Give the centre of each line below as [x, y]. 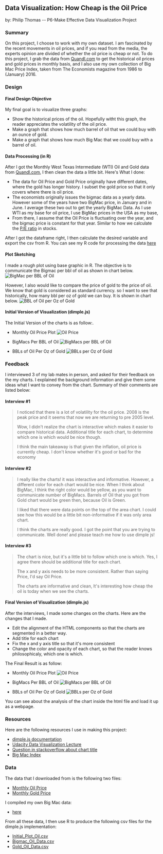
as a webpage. [20, 706]
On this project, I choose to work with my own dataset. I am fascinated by [79, 43]
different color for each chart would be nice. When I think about [81, 484]
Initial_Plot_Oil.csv [30, 836]
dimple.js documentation [37, 739]
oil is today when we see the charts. [53, 591]
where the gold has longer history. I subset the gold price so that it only [83, 187]
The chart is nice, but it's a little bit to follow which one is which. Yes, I [87, 557]
